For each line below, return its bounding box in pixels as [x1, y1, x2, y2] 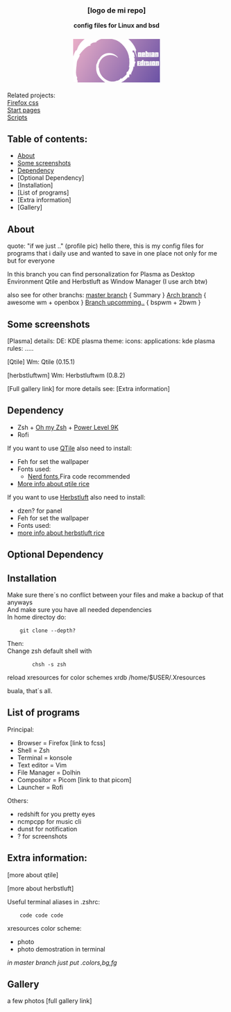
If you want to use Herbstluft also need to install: [7, 492, 146, 501]
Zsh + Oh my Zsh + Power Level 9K [17, 423, 119, 431]
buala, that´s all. [7, 687, 53, 695]
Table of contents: [7, 133, 88, 144]
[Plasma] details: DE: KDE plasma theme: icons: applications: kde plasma [7, 337, 215, 345]
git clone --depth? [19, 627, 76, 634]
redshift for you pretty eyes [17, 810, 96, 818]
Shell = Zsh [17, 746, 50, 754]
